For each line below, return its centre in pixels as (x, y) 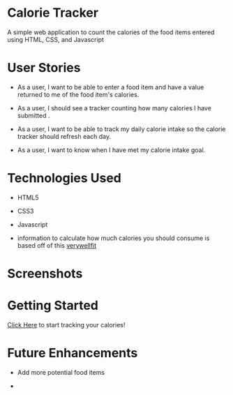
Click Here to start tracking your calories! (66, 325)
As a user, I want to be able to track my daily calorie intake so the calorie (121, 129)
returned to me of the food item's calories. (78, 94)
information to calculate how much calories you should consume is (113, 238)
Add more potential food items (61, 372)
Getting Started (53, 306)
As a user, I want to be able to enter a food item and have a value (111, 87)
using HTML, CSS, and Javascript (56, 39)
